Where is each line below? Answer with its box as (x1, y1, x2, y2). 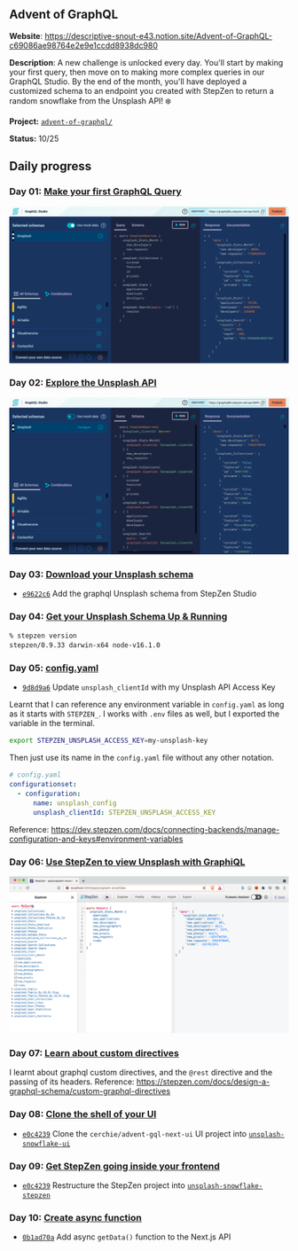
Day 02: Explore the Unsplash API (9, 377, 157, 389)
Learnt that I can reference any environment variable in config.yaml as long (9, 700, 285, 710)
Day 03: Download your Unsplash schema (9, 567, 193, 580)
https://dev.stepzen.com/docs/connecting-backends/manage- (51, 824, 280, 834)
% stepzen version (9, 631, 77, 641)
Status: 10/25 (9, 133, 59, 144)
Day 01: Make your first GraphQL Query (9, 185, 182, 198)
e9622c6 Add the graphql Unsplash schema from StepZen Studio (21, 589, 257, 599)
